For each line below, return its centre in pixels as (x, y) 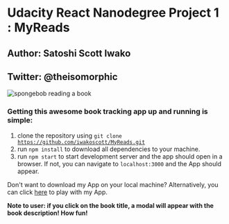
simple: (20, 120)
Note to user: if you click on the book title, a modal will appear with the (110, 205)
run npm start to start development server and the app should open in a (120, 156)
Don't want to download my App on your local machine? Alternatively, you (113, 184)
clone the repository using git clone (70, 135)
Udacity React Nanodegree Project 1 (113, 13)
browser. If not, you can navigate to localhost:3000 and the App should (119, 163)
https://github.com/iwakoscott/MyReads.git (81, 142)
